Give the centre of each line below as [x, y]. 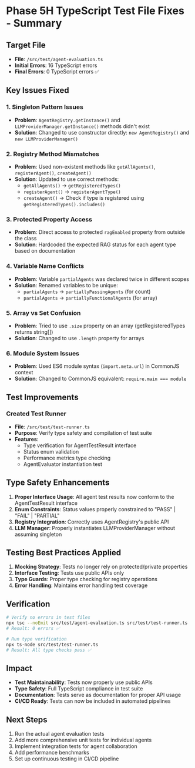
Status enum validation [51, 451]
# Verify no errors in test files [48, 618]
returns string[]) [34, 332]
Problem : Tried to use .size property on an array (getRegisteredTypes [100, 326]
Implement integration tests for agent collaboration [76, 746]
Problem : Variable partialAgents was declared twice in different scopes [102, 279]
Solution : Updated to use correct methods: [67, 179]
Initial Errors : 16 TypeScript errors [56, 65]
